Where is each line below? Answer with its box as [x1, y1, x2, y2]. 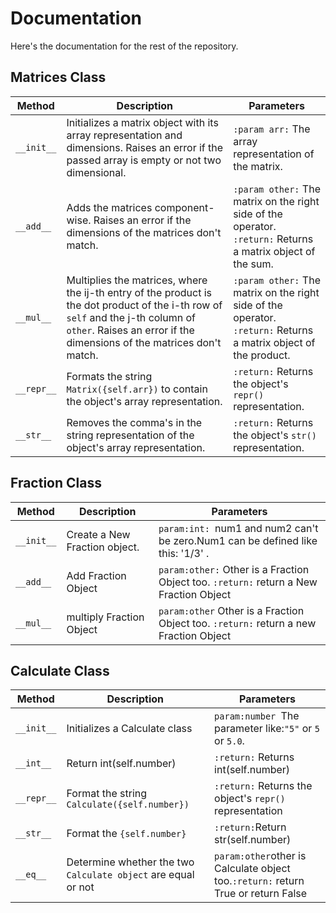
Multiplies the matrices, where [66, 273, 208, 287]
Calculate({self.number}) [66, 799, 190, 811]
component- [154, 200, 215, 214]
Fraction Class [10, 475, 102, 492]
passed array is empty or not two [66, 153, 222, 167]
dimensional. [66, 165, 127, 179]
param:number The [214, 709, 300, 723]
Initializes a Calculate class [66, 722, 193, 736]
